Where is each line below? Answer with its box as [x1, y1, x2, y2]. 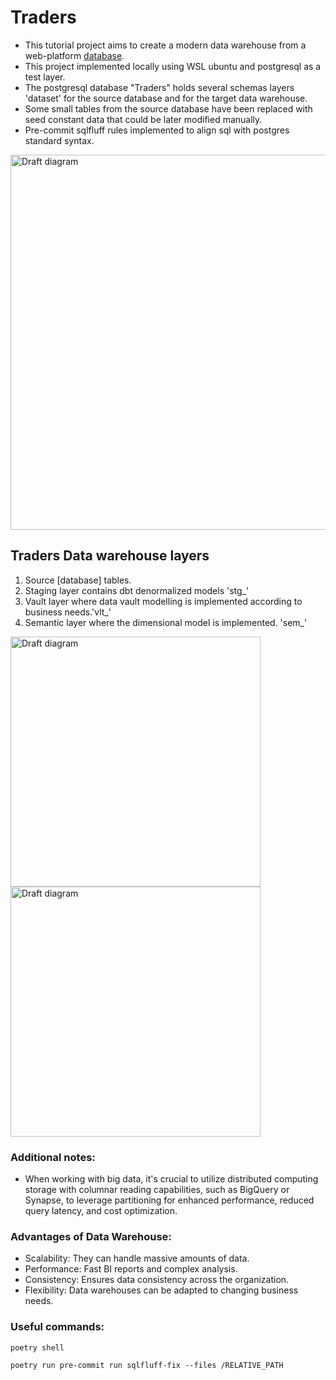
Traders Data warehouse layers [10, 547, 210, 565]
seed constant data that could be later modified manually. [24, 113, 263, 125]
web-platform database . [24, 49, 125, 61]
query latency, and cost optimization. [24, 1205, 178, 1217]
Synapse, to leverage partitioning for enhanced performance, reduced [24, 1194, 315, 1206]
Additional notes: [10, 1150, 96, 1164]
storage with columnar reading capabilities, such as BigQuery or [24, 1184, 290, 1196]
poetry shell [10, 1342, 65, 1353]
